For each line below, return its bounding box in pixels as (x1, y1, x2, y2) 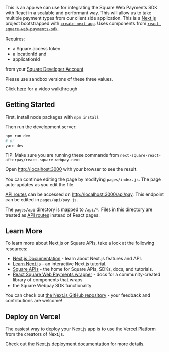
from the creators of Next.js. (5, 331, 64, 337)
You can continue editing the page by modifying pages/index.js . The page (5, 176, 161, 182)
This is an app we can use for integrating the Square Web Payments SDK (5, 5, 158, 10)
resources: (5, 245, 28, 252)
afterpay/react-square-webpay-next (5, 157, 81, 163)
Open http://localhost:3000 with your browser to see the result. (5, 166, 138, 172)
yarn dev (5, 143, 24, 148)
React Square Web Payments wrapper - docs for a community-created (12, 271, 161, 278)
